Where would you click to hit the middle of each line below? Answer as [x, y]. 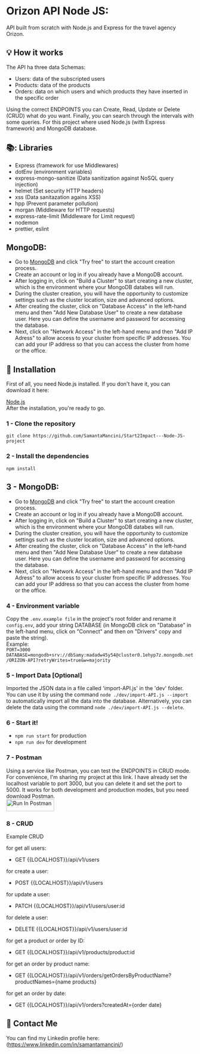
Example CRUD [25, 837]
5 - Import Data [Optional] [44, 675]
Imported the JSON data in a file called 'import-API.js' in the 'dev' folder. [95, 688]
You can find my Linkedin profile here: [53, 1038]
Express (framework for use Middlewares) [67, 165]
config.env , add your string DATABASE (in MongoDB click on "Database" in [99, 625]
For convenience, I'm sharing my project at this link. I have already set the [97, 777]
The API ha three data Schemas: [46, 67]
